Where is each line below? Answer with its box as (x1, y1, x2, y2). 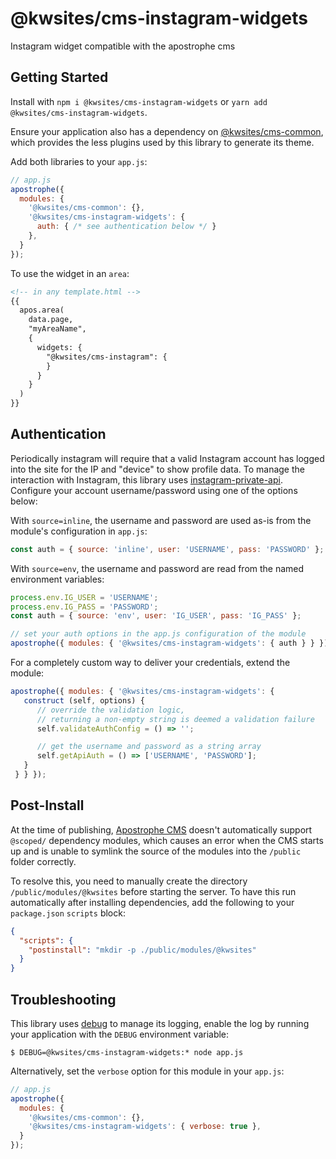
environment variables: (10, 573, 105, 585)
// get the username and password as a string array (36, 742, 262, 752)
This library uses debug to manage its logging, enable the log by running (10, 1017, 310, 1029)
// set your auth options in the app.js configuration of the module (10, 629, 307, 639)
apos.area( (19, 305, 65, 316)
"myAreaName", (28, 324, 87, 334)
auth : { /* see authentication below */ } (36, 222, 217, 232)
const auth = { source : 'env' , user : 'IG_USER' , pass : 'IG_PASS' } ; (10, 611, 302, 621)
